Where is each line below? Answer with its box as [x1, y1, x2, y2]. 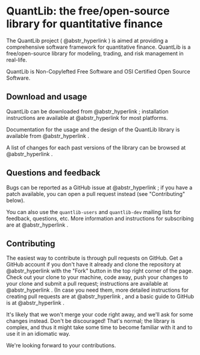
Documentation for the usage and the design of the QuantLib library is [6, 125, 180, 133]
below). [6, 196, 25, 204]
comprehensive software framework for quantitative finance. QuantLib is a [6, 43, 191, 51]
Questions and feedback [6, 168, 101, 178]
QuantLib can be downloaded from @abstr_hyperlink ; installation [6, 107, 169, 115]
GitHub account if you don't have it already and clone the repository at [6, 261, 181, 268]
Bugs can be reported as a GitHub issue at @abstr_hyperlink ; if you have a [6, 184, 193, 191]
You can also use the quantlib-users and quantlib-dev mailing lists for [6, 208, 181, 215]
